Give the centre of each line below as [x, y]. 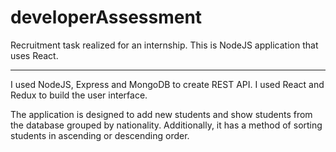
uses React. [34, 55]
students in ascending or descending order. [100, 135]
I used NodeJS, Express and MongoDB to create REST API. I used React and [167, 84]
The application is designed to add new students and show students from [161, 114]
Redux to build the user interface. [79, 95]
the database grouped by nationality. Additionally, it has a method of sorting [166, 125]
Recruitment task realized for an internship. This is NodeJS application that [164, 45]
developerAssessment [106, 17]
